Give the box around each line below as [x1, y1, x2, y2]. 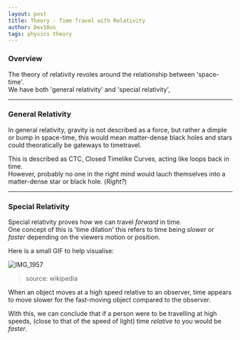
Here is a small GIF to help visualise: [8, 247, 115, 255]
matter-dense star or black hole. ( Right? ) [8, 177, 127, 186]
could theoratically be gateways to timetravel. [8, 140, 142, 149]
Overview [8, 54, 43, 64]
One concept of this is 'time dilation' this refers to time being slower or [8, 225, 214, 234]
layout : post [8, 10, 47, 18]
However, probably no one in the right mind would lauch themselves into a [8, 169, 226, 178]
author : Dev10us [8, 23, 56, 31]
